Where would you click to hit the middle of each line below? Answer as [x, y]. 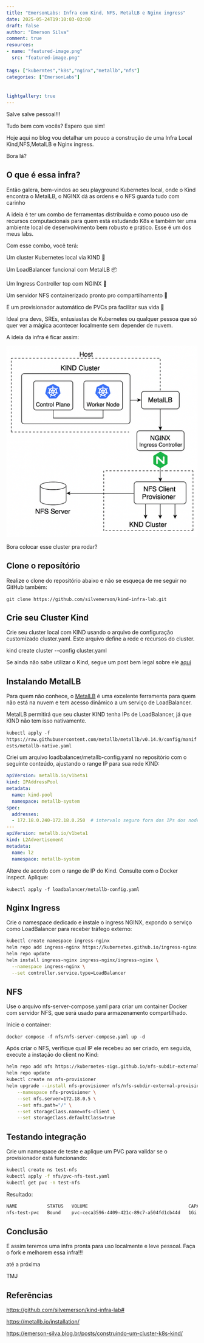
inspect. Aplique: [27, 877]
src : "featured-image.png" [46, 58]
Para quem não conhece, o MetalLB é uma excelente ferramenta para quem [101, 696]
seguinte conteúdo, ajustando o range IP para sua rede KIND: [83, 764]
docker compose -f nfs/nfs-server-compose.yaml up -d [76, 1037]
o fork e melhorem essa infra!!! [45, 1252]
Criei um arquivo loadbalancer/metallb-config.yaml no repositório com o [97, 757]
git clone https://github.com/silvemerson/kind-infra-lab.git [87, 599]
